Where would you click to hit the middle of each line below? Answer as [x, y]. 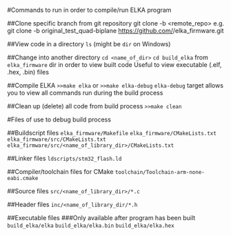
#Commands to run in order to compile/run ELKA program [89, 10]
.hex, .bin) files [28, 72]
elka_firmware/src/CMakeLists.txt [57, 139]
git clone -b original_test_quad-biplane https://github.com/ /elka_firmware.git [115, 31]
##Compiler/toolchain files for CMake [60, 171]
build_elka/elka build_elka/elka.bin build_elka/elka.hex [91, 226]
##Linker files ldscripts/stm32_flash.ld [64, 158]
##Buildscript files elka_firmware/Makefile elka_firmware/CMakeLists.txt [112, 133]
